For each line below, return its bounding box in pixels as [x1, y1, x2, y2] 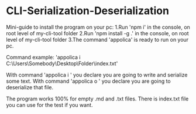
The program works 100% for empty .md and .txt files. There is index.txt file [6, 95, 189, 102]
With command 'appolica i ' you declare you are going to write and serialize [6, 71, 188, 78]
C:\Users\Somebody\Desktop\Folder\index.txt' [6, 60, 118, 67]
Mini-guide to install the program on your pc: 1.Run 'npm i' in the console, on [6, 24, 190, 31]
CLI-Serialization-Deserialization [6, 4, 170, 18]
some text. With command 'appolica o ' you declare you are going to [6, 78, 171, 85]
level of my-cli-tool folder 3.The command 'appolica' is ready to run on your [6, 36, 189, 43]
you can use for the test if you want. [6, 101, 93, 108]
